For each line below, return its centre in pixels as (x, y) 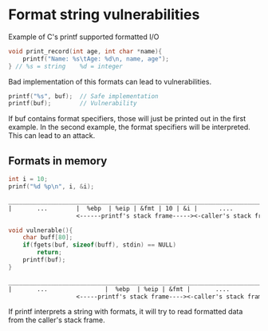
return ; (49, 253)
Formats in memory (58, 161)
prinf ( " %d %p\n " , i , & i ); (51, 187)
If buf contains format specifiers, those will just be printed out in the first (127, 119)
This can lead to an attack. (52, 136)
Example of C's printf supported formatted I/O (84, 37)
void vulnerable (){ (41, 230)
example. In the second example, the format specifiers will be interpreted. (130, 127)
